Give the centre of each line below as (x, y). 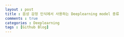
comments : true (21, 18)
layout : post (19, 9)
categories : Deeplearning (32, 23)
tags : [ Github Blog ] (27, 27)
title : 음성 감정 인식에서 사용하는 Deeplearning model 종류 (62, 14)
